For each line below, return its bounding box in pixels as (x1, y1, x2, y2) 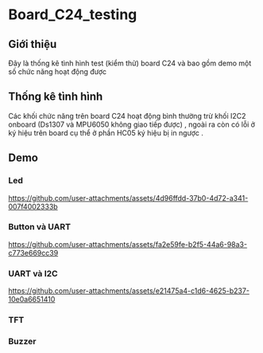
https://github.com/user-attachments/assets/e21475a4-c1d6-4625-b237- (8, 286, 250, 296)
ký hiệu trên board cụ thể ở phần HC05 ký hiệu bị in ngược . (8, 127, 204, 137)
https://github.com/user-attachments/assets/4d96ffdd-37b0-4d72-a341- (8, 193, 249, 202)
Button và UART (8, 222, 72, 233)
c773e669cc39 (8, 248, 59, 257)
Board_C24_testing (8, 6, 137, 24)
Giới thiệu (8, 37, 57, 51)
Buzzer (8, 335, 37, 347)
